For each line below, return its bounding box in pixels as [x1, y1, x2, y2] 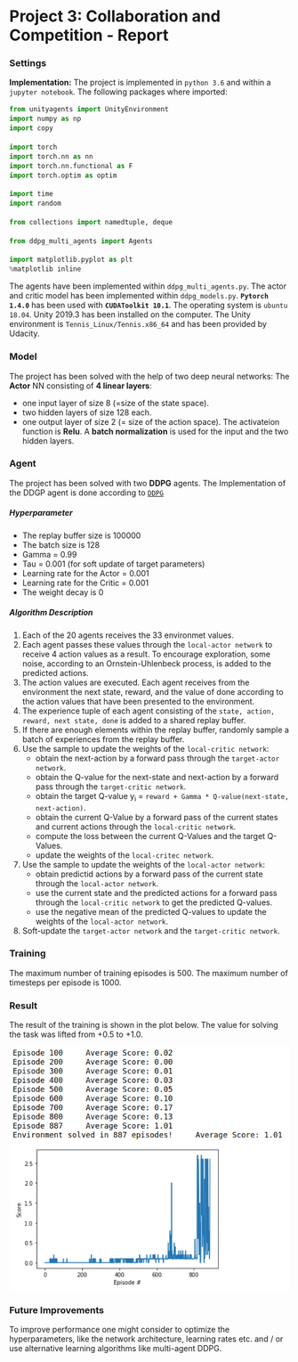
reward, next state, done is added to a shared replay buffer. [21, 714, 246, 725]
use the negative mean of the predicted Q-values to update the [35, 906, 267, 917]
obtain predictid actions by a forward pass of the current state [35, 869, 264, 879]
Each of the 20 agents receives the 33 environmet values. [21, 630, 234, 640]
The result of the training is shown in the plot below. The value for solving [9, 1020, 278, 1031]
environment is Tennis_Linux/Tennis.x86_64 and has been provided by [9, 319, 267, 330]
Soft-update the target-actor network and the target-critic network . [21, 925, 280, 936]
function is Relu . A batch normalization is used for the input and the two [21, 426, 289, 436]
